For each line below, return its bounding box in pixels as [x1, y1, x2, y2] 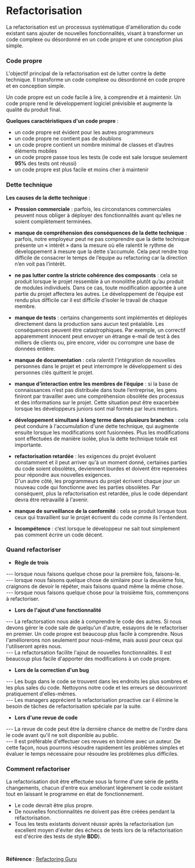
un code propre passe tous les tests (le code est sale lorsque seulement [14, 154, 188, 161]
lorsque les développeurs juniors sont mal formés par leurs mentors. [14, 405, 179, 412]
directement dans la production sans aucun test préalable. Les [14, 320, 165, 327]
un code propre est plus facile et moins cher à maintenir [14, 166, 149, 173]
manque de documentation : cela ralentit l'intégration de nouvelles [14, 356, 176, 363]
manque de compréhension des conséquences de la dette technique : [14, 229, 187, 236]
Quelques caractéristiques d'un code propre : [6, 118, 119, 125]
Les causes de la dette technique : [6, 194, 91, 201]
